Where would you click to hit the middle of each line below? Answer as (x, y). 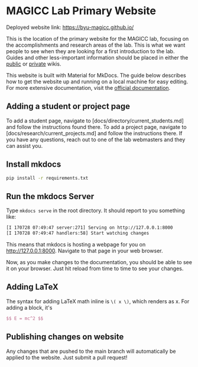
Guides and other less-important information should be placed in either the (97, 57)
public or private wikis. (34, 64)
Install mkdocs (34, 165)
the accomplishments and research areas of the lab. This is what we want (96, 45)
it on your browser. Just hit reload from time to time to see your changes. (95, 268)
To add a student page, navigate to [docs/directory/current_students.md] (95, 121)
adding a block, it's (29, 307)
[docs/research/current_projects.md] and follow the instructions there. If (94, 133)
